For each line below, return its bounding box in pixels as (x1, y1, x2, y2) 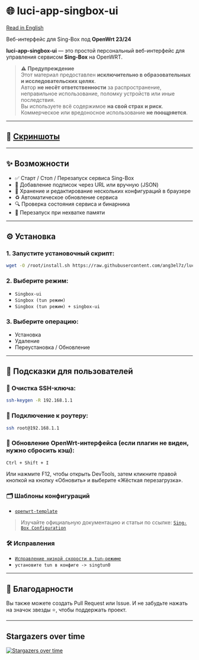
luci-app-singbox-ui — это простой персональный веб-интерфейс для (6, 47, 185, 54)
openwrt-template (14, 508, 58, 515)
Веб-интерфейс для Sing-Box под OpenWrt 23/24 (6, 36, 131, 43)
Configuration (31, 526, 66, 531)
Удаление (14, 337, 40, 344)
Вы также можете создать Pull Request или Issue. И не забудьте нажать (6, 600, 188, 607)
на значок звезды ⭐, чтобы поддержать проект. (6, 606, 127, 614)
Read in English (6, 24, 44, 31)
